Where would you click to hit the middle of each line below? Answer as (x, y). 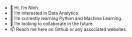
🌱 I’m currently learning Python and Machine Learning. (66, 18)
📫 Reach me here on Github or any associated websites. (68, 29)
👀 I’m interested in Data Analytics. (44, 13)
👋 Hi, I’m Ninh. (24, 8)
